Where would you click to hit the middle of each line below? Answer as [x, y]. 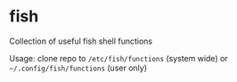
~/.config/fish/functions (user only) [78, 68]
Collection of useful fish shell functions [81, 41]
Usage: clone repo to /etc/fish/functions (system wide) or [119, 58]
